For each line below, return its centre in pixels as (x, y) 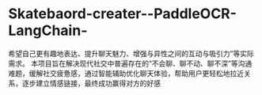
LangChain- (48, 30)
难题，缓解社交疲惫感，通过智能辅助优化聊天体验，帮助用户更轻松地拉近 (126, 73)
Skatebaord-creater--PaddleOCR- (123, 14)
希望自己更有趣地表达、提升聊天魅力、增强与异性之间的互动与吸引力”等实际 (131, 53)
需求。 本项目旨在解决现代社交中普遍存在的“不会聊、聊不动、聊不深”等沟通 (130, 63)
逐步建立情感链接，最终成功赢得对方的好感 (91, 83)
